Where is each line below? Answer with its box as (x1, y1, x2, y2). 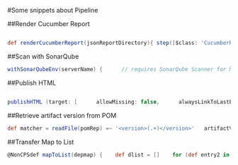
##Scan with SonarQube (7, 52, 79, 61)
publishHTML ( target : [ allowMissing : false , (7, 98, 160, 105)
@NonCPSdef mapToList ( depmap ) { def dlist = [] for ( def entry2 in (7, 151, 230, 158)
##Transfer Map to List (7, 137, 74, 146)
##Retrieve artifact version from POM (7, 111, 117, 119)
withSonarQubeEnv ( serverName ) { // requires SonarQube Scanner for (7, 66, 227, 73)
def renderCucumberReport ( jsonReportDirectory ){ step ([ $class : (7, 39, 198, 47)
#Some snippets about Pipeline (7, 6, 98, 14)
